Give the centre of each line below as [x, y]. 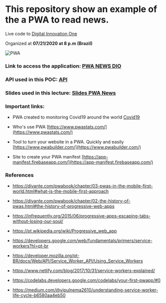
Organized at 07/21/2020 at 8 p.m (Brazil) [49, 43]
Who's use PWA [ [30, 127]
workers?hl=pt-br [30, 246]
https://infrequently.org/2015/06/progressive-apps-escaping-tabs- [81, 216]
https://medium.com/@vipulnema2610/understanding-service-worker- [85, 290]
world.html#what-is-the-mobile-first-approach [60, 191]
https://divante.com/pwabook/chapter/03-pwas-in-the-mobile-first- [82, 186]
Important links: [25, 106]
